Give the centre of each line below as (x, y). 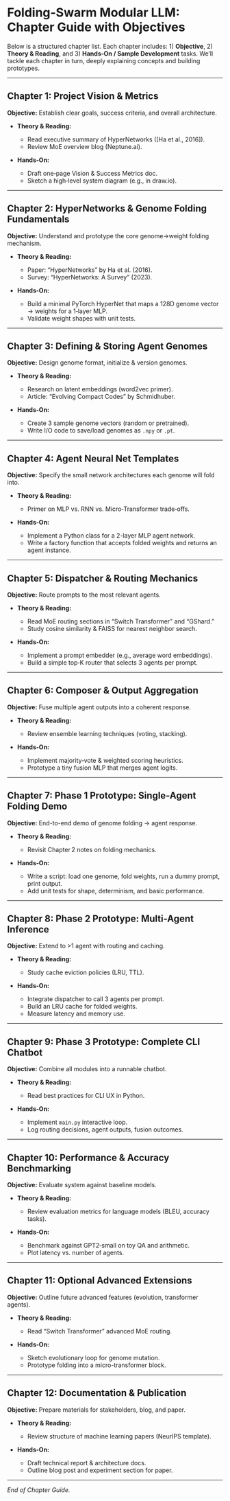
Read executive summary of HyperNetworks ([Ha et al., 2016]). (116, 139)
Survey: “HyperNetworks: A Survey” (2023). (90, 277)
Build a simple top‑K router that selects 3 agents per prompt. (113, 663)
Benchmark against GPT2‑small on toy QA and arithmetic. (108, 1246)
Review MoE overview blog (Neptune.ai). (85, 146)
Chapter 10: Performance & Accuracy (88, 1157)
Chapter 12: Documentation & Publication (97, 1393)
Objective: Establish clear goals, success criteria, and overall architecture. (112, 113)
